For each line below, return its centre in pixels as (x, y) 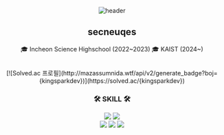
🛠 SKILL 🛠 (112, 99)
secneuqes (112, 32)
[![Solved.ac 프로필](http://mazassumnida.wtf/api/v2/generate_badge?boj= (112, 73)
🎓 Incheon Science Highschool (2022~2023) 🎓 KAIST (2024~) (112, 49)
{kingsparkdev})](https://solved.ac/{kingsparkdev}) (112, 81)
